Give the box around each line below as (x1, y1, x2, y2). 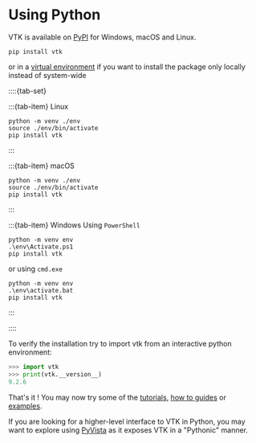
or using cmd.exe (8, 264, 63, 273)
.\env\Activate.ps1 (8, 243, 74, 251)
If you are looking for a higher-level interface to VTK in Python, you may (8, 416, 246, 426)
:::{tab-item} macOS (8, 161, 75, 170)
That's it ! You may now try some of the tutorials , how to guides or (8, 392, 226, 402)
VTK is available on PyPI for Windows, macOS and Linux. (8, 32, 197, 42)
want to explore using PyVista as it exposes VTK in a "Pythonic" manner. (8, 425, 249, 435)
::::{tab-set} (8, 86, 47, 96)
